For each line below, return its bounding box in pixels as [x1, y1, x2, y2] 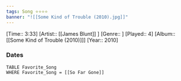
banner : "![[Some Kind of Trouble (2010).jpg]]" [6, 14, 128, 20]
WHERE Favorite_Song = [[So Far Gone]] [6, 69, 105, 75]
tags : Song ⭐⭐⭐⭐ [6, 8, 49, 15]
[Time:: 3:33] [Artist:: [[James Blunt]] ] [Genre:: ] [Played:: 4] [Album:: [6, 30, 176, 37]
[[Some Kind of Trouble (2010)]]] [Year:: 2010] [6, 36, 118, 43]
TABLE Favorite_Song [6, 64, 57, 70]
